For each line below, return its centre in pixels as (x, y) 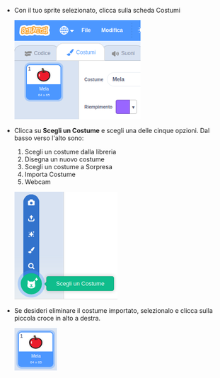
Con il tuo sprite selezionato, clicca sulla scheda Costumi (97, 10)
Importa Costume (50, 174)
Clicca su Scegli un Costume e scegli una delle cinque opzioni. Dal (112, 131)
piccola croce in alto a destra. (57, 318)
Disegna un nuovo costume (64, 159)
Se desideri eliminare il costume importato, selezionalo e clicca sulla (114, 310)
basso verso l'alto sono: (49, 138)
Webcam (37, 182)
